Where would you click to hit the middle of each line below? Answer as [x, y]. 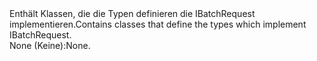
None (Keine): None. [50, 45]
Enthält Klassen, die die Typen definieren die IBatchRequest [132, 13]
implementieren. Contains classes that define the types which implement [158, 24]
